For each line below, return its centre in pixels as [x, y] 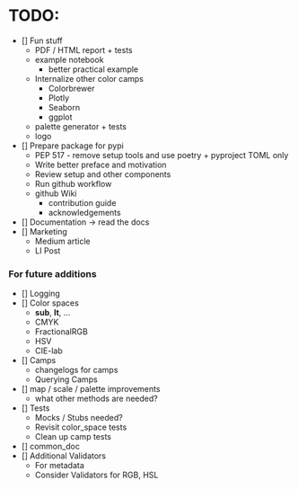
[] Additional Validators [64, 456]
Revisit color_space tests [81, 427]
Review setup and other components [103, 174]
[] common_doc [50, 447]
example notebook [69, 59]
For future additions [53, 273]
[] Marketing [44, 231]
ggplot [60, 117]
